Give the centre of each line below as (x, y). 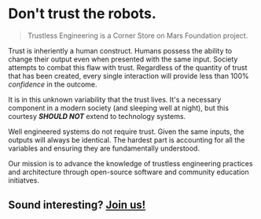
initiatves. (24, 180)
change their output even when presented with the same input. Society (123, 59)
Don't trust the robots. (83, 14)
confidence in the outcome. (53, 84)
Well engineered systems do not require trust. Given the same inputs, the (126, 132)
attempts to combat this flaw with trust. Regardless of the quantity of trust (128, 67)
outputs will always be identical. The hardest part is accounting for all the (127, 139)
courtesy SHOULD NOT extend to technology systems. (97, 116)
